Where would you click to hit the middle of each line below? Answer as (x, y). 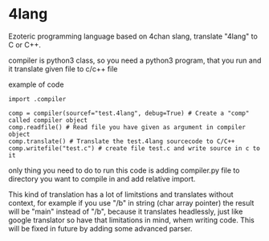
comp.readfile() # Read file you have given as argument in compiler (127, 127)
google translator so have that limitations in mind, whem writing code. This (131, 220)
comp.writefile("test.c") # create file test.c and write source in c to (134, 148)
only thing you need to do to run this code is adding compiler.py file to (124, 170)
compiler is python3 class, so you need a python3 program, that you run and (135, 60)
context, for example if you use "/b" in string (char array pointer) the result (131, 202)
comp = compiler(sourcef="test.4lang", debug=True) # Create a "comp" (129, 113)
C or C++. (25, 44)
